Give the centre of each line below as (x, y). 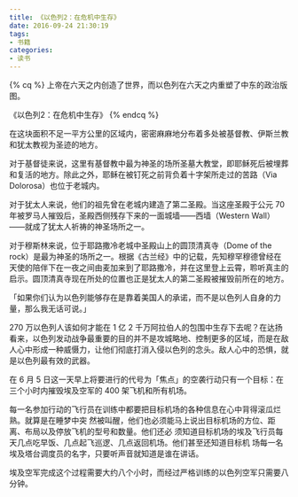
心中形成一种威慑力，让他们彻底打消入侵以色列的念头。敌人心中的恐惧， (149, 349)
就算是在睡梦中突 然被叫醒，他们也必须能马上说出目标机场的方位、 (146, 420)
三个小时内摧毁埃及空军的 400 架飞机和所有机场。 (101, 390)
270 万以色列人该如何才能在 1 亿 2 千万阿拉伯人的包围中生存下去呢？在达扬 (146, 327)
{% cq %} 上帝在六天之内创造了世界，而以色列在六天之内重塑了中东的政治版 (149, 85)
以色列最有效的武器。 (55, 361)
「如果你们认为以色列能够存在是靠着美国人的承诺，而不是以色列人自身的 (141, 297)
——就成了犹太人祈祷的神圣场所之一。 (79, 226)
